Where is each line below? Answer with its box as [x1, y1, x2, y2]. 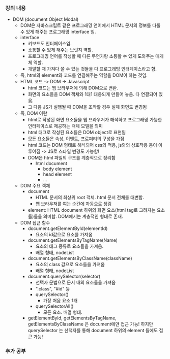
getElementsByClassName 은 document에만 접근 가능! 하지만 [27, 321, 154, 327]
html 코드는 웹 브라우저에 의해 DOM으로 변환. [27, 85, 119, 91]
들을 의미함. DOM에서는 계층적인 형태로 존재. [34, 213, 123, 219]
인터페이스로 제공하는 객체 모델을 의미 [27, 123, 103, 129]
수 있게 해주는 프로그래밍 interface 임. [20, 29, 96, 35]
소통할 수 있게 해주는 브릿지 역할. [27, 47, 93, 53]
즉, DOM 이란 [20, 110, 47, 116]
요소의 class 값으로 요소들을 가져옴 [35, 262, 105, 268]
